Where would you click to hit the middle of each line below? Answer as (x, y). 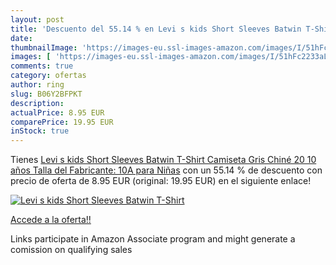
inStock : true (40, 131)
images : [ (31, 57)
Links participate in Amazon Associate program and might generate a (153, 239)
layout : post (37, 19)
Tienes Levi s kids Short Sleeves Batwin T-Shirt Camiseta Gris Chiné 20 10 (163, 160)
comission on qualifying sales (71, 250)
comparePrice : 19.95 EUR (62, 122)
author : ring (37, 85)
